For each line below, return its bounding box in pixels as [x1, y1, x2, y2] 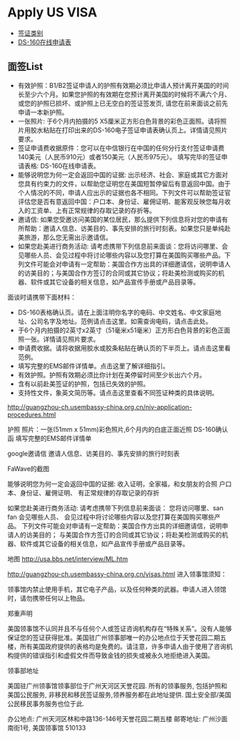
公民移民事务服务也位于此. [7, 699, 85, 708]
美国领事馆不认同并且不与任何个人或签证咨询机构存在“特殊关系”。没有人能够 [7, 624, 232, 633]
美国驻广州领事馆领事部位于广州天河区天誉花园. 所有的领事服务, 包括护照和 [7, 681, 227, 690]
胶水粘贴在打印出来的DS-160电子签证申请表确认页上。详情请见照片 [30, 126, 228, 134]
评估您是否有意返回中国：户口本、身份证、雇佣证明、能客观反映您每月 [17, 197, 225, 206]
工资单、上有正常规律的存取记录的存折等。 [30, 206, 156, 214]
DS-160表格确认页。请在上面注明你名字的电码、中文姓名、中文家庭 [17, 308, 216, 317]
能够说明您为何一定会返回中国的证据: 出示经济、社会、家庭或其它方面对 [17, 170, 229, 179]
